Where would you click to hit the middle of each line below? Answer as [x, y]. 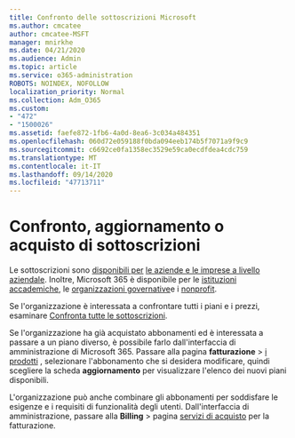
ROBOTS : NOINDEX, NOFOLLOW [59, 84]
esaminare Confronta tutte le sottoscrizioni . [88, 315]
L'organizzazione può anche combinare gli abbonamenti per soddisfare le [144, 397]
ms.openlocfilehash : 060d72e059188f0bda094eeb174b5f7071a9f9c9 [129, 141]
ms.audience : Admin [45, 59]
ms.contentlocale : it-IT [55, 166]
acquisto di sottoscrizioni [105, 246]
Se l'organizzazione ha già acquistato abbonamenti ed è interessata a [136, 333]
